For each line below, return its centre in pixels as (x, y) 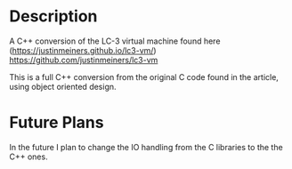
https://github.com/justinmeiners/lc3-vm (84, 60)
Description (53, 16)
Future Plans (57, 123)
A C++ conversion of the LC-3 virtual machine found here (115, 41)
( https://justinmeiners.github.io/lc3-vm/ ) (83, 50)
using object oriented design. (63, 86)
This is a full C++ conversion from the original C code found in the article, (144, 76)
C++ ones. (28, 157)
